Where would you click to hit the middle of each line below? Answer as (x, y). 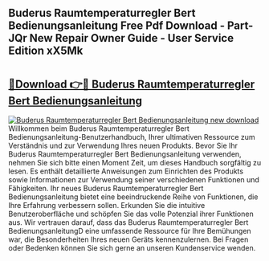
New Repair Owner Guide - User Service (132, 38)
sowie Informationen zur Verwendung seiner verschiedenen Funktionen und (134, 179)
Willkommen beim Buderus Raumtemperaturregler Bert (99, 128)
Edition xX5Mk (46, 51)
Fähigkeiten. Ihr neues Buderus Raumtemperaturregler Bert (106, 188)
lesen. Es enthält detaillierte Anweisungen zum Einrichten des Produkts (126, 171)
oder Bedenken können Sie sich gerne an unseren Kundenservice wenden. (132, 248)
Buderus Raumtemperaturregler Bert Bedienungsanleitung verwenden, (125, 154)
